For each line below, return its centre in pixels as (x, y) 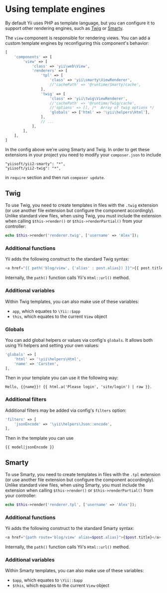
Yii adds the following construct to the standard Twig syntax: (67, 259)
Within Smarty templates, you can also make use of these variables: (75, 571)
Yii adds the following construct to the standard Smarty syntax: (70, 528)
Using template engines (55, 9)
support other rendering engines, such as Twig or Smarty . (64, 28)
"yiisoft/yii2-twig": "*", (33, 168)
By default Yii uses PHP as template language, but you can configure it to (80, 23)
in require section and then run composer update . (55, 178)
